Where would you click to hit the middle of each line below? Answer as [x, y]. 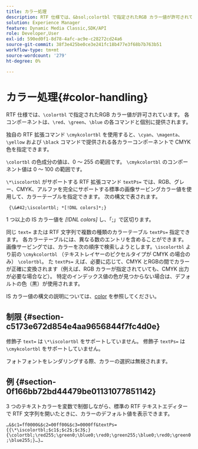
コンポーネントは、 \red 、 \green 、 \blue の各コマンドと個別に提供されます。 [99, 122]
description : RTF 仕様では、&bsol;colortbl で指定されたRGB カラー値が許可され [98, 17]
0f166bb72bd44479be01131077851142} [81, 391]
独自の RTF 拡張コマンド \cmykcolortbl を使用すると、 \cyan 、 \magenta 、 [95, 135]
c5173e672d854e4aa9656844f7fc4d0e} [83, 326]
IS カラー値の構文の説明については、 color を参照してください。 [83, 297]
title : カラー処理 [27, 12]
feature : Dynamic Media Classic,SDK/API [57, 28]
